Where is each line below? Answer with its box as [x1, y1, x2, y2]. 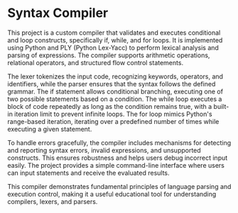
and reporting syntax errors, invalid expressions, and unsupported [7, 146, 201, 154]
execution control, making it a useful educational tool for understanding [7, 190, 217, 198]
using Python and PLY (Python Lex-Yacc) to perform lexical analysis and [7, 43, 219, 52]
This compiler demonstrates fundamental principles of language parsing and [7, 182, 232, 190]
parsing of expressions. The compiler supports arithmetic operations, [7, 51, 210, 59]
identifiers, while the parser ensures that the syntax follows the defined [7, 79, 216, 88]
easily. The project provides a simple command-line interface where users [7, 161, 225, 169]
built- [213, 102, 229, 110]
